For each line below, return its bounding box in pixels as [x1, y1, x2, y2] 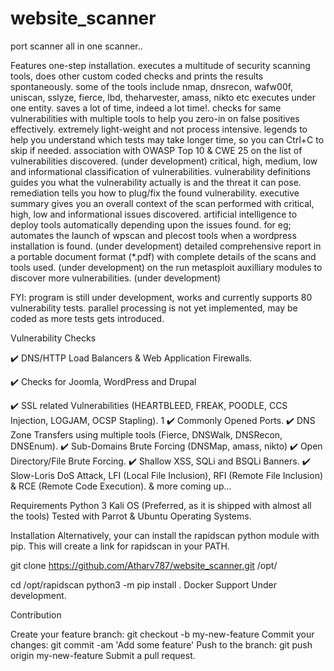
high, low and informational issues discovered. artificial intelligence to [10, 208, 298, 220]
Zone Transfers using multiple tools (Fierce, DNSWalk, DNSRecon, [10, 428, 283, 441]
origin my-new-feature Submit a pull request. [10, 649, 196, 661]
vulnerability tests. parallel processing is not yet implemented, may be [10, 302, 298, 314]
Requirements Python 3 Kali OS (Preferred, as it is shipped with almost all [10, 499, 312, 511]
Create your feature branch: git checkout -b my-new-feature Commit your [10, 628, 315, 640]
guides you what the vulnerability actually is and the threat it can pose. [10, 176, 302, 188]
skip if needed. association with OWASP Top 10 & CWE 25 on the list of [10, 144, 303, 156]
